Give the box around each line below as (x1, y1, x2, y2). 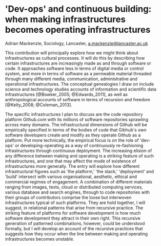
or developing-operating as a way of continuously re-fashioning (15, 142, 143, 148)
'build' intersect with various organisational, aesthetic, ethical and (5, 174, 137, 179)
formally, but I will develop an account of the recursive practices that (5, 225, 143, 231)
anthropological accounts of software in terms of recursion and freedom (5, 96, 150, 102)
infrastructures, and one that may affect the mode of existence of (5, 158, 137, 164)
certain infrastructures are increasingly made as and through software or (5, 60, 151, 66)
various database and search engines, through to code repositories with (5, 189, 150, 195)
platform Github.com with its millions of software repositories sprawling (5, 116, 149, 122)
